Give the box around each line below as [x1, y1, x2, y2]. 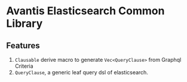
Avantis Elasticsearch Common [6, 4, 165, 18]
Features [6, 40, 40, 51]
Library [6, 17, 43, 30]
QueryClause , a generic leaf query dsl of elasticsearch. [14, 69, 148, 75]
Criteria [14, 62, 34, 70]
